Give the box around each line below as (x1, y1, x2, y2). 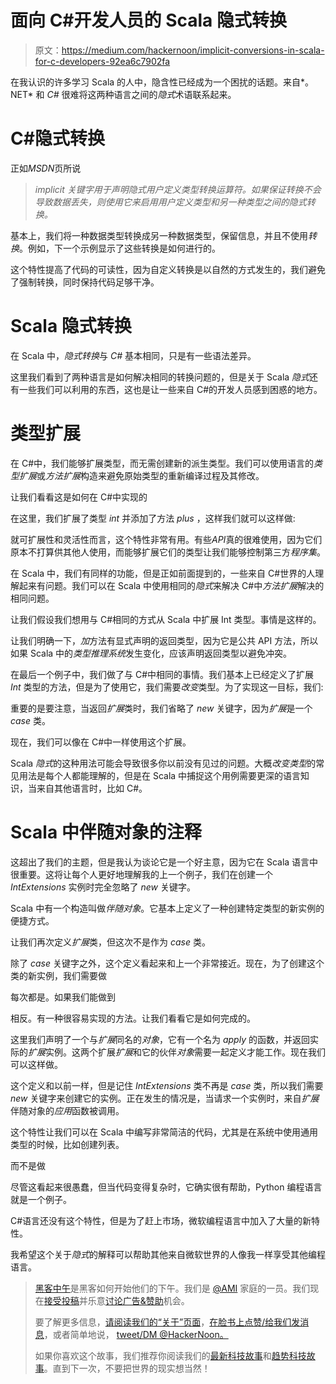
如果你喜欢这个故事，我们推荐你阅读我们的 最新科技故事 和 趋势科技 (34, 1349, 307, 1361)
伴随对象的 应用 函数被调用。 (10, 1104, 125, 1116)
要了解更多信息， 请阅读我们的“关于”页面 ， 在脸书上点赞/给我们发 (34, 1316, 301, 1328)
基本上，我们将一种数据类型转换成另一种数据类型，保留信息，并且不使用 (10, 229, 308, 241)
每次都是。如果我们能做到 (10, 991, 116, 1003)
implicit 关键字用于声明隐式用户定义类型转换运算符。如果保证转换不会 (34, 183, 322, 195)
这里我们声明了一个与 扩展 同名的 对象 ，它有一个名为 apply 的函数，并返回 (10, 1033, 310, 1045)
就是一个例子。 (10, 1193, 72, 1205)
